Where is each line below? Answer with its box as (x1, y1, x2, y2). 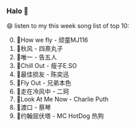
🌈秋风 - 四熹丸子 (16, 45, 63, 53)
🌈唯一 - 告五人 (16, 53, 58, 61)
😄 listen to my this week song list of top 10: (6, 22, 130, 30)
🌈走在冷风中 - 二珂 (16, 87, 69, 95)
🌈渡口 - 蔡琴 (16, 103, 52, 112)
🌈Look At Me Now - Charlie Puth (16, 95, 109, 104)
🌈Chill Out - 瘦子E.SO (16, 62, 77, 70)
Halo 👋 (6, 6, 29, 16)
